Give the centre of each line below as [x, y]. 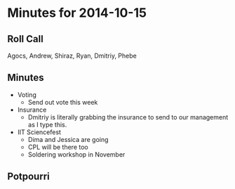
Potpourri [29, 177]
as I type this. [47, 124]
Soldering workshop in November [76, 154]
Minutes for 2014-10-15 [77, 13]
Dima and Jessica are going [68, 139]
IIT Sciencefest [39, 132]
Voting [27, 94]
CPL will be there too [58, 147]
